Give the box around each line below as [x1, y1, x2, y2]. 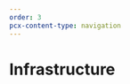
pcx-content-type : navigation [9, 21, 122, 30]
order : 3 [9, 12, 42, 22]
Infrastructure [9, 59, 116, 80]
